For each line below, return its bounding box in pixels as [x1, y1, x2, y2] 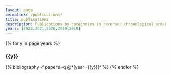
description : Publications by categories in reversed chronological [5, 21, 154, 27]
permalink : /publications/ [5, 12, 63, 17]
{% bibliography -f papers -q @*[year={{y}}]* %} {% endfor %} [5, 64, 139, 70]
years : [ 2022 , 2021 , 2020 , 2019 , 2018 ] [5, 26, 81, 31]
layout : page [5, 7, 33, 13]
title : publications [5, 17, 49, 22]
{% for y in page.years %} [5, 40, 60, 46]
